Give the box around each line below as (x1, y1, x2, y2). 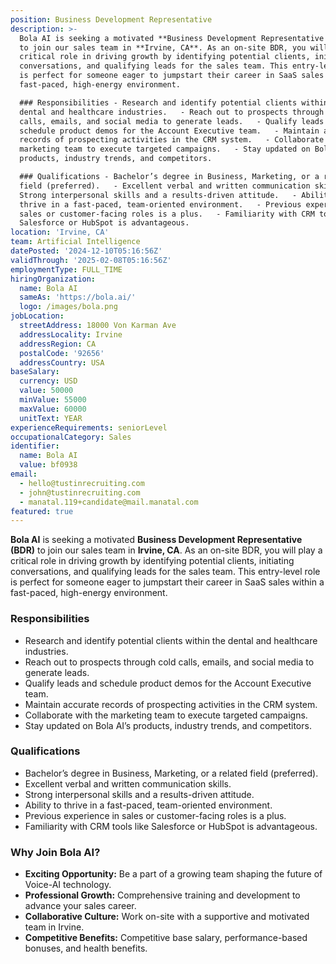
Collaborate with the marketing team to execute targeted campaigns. (24, 709, 308, 721)
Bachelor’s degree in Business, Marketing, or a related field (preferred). (24, 767, 319, 779)
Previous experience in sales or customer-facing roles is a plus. (24, 809, 287, 821)
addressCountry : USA (19, 357, 105, 368)
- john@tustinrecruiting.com (19, 487, 141, 498)
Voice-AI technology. (24, 879, 112, 891)
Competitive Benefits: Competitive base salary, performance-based (24, 932, 308, 944)
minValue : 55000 (19, 395, 87, 405)
